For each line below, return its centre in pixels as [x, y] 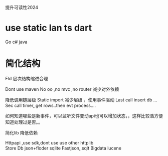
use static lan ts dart [49, 28]
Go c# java [16, 42]
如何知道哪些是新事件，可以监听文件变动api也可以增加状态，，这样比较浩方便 [84, 116]
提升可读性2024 [22, 7]
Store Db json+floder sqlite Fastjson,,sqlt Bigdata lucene [63, 148]
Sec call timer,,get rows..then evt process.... [51, 105]
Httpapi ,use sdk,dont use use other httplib [49, 142]
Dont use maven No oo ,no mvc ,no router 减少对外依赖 [62, 89]
